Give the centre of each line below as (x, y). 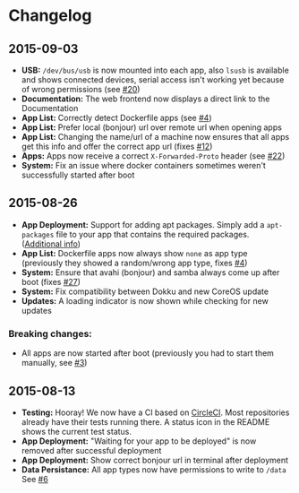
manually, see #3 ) (54, 363)
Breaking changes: (51, 333)
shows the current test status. (76, 431)
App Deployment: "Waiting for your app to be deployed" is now (139, 441)
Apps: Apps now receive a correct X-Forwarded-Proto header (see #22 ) (153, 156)
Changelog (50, 16)
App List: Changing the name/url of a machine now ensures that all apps (155, 137)
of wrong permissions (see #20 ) (81, 89)
